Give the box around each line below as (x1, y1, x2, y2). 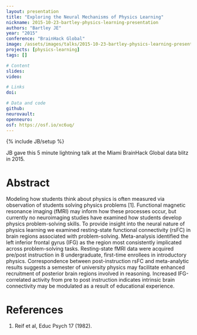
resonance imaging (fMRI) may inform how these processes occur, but (6, 208, 176, 215)
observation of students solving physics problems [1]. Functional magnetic (6, 201, 186, 208)
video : (6, 74, 22, 80)
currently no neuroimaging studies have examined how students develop (6, 214, 182, 221)
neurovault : (6, 111, 35, 117)
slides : (6, 68, 25, 74)
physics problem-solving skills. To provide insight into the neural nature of (6, 220, 185, 227)
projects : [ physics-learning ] (6, 47, 80, 53)
